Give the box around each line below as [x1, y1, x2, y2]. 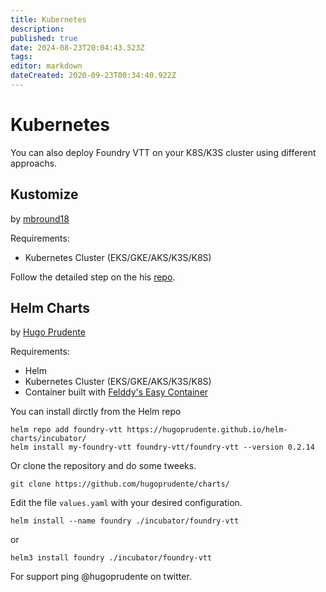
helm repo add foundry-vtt [10, 425, 123, 435]
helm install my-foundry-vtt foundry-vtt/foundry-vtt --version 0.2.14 [10, 442, 315, 453]
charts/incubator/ [10, 434, 87, 444]
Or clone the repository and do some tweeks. [10, 460, 197, 472]
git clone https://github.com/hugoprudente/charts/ [10, 479, 230, 490]
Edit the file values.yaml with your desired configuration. [10, 497, 243, 509]
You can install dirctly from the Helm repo [10, 406, 182, 418]
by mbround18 [10, 212, 70, 225]
